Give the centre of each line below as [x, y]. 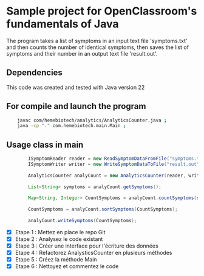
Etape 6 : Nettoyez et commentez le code [67, 266]
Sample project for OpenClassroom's [102, 11]
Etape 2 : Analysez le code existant [59, 239]
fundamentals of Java [63, 24]
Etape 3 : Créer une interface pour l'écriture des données [87, 246]
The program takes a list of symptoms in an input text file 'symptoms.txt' [97, 41]
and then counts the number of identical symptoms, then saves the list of [98, 47]
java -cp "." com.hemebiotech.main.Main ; [72, 126]
